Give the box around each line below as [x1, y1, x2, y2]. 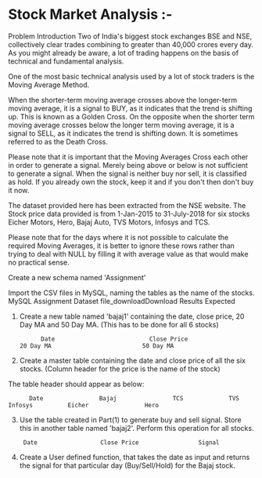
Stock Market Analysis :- [8, 5, 173, 24]
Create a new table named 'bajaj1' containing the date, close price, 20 [19, 312, 245, 321]
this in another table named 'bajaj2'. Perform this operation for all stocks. [19, 423, 254, 432]
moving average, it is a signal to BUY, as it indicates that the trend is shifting [8, 104, 253, 113]
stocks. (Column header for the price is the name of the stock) [19, 363, 221, 374]
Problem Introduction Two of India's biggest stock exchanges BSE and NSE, [8, 31, 253, 41]
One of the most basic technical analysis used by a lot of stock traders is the [8, 71, 255, 81]
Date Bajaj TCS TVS [28, 394, 240, 402]
